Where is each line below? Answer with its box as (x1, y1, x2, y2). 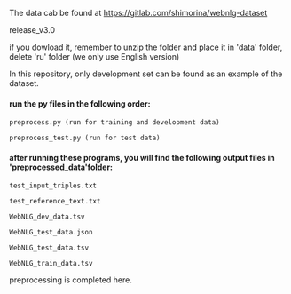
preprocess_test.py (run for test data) (9, 133, 161, 143)
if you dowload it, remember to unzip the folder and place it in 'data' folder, (9, 42, 283, 52)
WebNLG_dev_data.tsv (9, 212, 86, 221)
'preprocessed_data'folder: (9, 162, 114, 172)
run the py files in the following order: (9, 98, 151, 109)
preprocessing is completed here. (9, 274, 133, 285)
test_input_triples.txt (9, 181, 98, 190)
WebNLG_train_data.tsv (9, 259, 93, 268)
